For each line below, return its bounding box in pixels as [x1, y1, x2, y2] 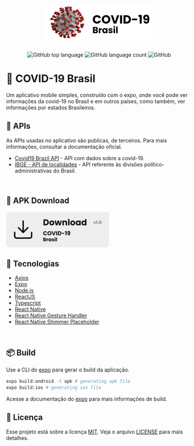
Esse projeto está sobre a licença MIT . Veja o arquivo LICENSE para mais [6, 428, 183, 435]
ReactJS [14, 293, 35, 300]
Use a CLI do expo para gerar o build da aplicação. [6, 366, 130, 373]
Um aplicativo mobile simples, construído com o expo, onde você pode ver [6, 91, 188, 99]
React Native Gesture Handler [14, 312, 87, 319]
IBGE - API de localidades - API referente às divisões [14, 161, 143, 168]
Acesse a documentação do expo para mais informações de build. [6, 395, 167, 402]
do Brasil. [52, 167, 77, 174]
